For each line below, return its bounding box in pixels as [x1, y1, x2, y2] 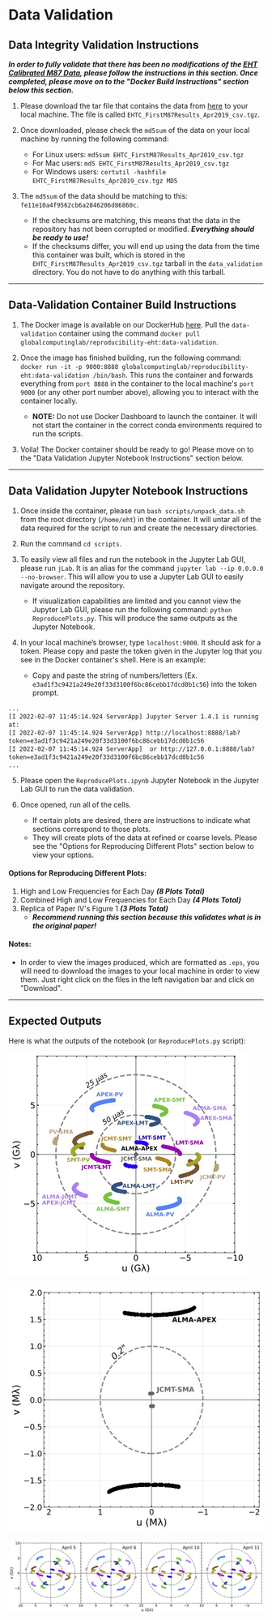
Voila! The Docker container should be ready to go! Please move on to [19, 444, 254, 454]
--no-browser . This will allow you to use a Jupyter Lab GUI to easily [19, 572, 244, 581]
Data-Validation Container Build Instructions [8, 298, 237, 312]
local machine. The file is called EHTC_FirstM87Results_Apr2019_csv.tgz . [19, 109, 261, 119]
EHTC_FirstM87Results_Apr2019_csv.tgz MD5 [32, 177, 178, 185]
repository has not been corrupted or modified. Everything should [32, 225, 255, 234]
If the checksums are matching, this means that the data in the [32, 216, 241, 225]
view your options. [32, 850, 95, 859]
